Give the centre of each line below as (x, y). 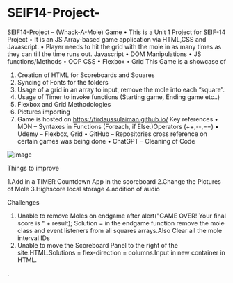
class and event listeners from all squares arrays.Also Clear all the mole (120, 230)
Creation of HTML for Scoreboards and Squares (86, 75)
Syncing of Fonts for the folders (63, 82)
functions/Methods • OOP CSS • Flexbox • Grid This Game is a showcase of (117, 61)
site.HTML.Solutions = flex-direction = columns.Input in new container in (121, 252)
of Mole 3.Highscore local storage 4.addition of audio (83, 189)
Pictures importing (44, 112)
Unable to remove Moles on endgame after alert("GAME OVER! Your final (121, 216)
